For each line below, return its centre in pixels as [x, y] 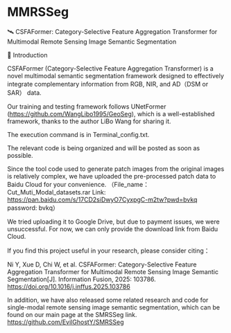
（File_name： [128, 184]
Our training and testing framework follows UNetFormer [87, 106]
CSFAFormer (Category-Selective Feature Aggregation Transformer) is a [110, 68]
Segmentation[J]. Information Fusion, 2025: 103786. [82, 279]
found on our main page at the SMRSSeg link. [72, 314]
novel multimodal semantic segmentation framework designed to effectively [115, 75]
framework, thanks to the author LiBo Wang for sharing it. [89, 121]
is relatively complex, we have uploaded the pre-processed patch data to [112, 176]
